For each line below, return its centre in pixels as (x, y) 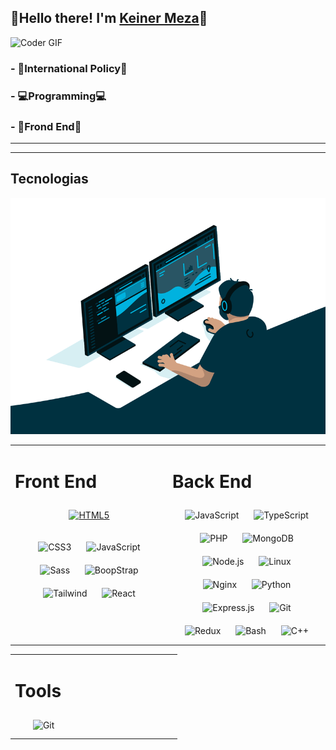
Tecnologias (49, 179)
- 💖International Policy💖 (69, 68)
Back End (212, 481)
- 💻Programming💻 (58, 96)
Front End (56, 481)
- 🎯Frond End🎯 (46, 126)
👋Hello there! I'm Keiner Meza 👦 (109, 18)
